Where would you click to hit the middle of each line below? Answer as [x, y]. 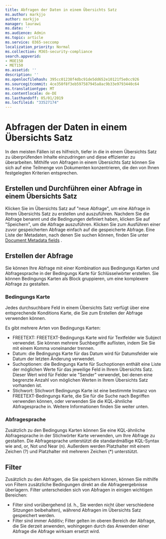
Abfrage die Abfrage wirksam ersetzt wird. [56, 532]
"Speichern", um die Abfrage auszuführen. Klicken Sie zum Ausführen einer [83, 224]
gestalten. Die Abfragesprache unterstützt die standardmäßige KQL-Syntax [82, 441]
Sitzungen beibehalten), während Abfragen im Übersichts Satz [77, 510]
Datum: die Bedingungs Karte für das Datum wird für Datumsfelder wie [85, 353]
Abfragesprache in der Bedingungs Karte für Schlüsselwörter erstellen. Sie [82, 273]
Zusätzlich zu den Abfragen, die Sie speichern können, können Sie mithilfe [82, 479]
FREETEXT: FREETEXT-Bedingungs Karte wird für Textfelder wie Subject [86, 337]
